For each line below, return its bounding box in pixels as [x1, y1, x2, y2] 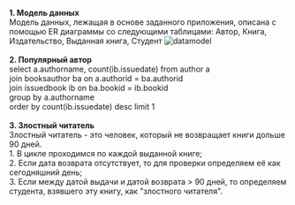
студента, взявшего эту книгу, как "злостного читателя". [9, 186, 223, 196]
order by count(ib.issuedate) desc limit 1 [9, 102, 155, 111]
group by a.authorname [9, 92, 95, 102]
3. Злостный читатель [9, 120, 95, 131]
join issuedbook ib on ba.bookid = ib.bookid [9, 83, 169, 93]
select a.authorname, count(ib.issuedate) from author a [9, 64, 210, 74]
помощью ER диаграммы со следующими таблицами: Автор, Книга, [9, 27, 268, 36]
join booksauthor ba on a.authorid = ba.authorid [9, 73, 184, 83]
